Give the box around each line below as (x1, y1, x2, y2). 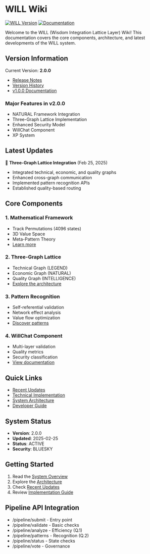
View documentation (12, 359, 55, 365)
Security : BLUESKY (12, 446, 53, 452)
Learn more (12, 241, 36, 247)
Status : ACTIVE (12, 441, 45, 447)
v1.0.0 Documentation (12, 88, 57, 94)
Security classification (12, 354, 58, 360)
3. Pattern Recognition (5, 293, 60, 300)
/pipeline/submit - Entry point (12, 516, 73, 523)
